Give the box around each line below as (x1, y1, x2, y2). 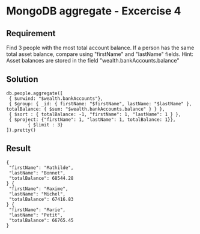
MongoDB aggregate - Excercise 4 (6, 4, 181, 18)
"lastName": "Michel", (8, 191, 66, 197)
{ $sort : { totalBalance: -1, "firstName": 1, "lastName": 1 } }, (8, 111, 181, 117)
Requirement (6, 28, 56, 38)
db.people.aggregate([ (6, 90, 63, 96)
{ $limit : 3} (28, 122, 63, 128)
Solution (6, 74, 38, 85)
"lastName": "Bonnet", (8, 170, 66, 176)
